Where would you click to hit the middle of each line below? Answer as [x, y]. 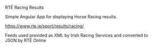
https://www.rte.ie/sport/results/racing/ [44, 26]
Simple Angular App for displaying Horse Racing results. [61, 17]
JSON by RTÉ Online [25, 40]
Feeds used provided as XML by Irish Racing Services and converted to [76, 35]
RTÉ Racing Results [25, 7]
